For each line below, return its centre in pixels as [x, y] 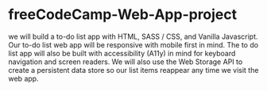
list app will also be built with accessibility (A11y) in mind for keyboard [122, 53]
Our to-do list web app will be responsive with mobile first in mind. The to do [133, 44]
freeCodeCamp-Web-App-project [123, 15]
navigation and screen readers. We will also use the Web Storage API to [126, 62]
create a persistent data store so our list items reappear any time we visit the [133, 70]
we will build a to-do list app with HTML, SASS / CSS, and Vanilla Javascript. [133, 36]
